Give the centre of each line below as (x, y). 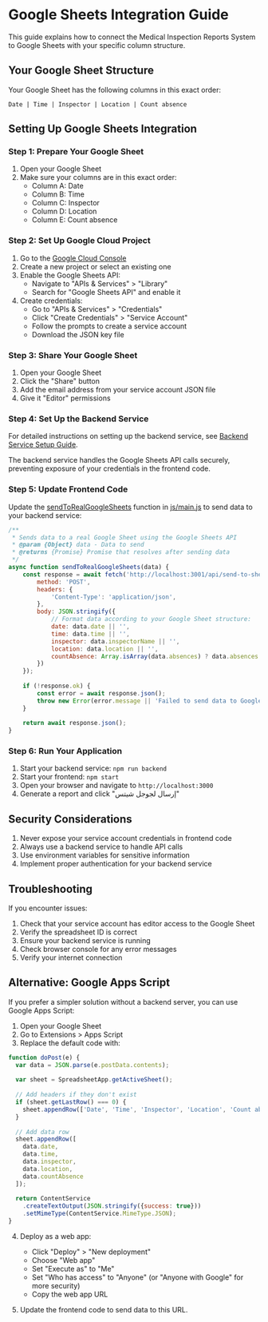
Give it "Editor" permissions (65, 398)
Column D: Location (64, 211)
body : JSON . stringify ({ (76, 612)
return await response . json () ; (75, 723)
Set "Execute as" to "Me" (73, 1268)
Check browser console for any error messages (98, 950)
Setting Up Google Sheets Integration (103, 129)
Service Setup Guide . (43, 444)
